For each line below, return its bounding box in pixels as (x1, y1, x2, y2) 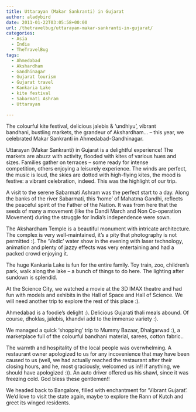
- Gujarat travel (11, 80, 54, 86)
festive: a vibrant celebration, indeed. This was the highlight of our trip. (6, 177, 177, 185)
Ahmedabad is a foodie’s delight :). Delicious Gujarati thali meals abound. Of (6, 309, 189, 316)
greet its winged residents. (6, 399, 70, 406)
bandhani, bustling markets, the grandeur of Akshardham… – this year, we (6, 128, 184, 135)
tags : (6, 52, 19, 58)
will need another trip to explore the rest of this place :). (6, 297, 140, 305)
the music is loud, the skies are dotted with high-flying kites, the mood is (6, 171, 181, 178)
